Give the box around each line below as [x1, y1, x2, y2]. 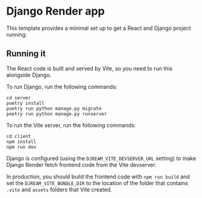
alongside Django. [6, 71, 52, 79]
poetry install [6, 100, 45, 106]
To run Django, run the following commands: [6, 83, 118, 90]
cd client [6, 133, 32, 140]
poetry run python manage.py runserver [6, 111, 107, 117]
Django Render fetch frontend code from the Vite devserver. [6, 161, 157, 168]
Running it [6, 49, 46, 59]
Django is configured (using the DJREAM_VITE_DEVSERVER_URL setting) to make [6, 154, 197, 162]
